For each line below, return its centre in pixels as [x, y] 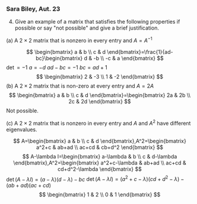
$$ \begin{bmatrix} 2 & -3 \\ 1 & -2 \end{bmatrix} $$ [100, 76]
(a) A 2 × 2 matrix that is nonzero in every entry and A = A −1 [79, 40]
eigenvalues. [22, 129]
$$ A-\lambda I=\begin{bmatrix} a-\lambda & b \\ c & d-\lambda [100, 156]
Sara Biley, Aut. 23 [33, 9]
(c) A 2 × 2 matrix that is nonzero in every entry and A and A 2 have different [99, 122]
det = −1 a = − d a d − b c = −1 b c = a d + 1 [57, 67]
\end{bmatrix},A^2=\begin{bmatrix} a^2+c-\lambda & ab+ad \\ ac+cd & [100, 163]
